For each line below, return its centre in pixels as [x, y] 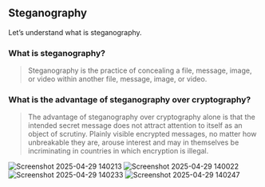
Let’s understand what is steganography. [75, 32]
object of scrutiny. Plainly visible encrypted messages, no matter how [142, 134]
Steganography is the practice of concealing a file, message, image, [140, 70]
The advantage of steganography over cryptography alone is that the [141, 117]
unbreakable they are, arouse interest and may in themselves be [133, 142]
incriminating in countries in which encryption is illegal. [118, 151]
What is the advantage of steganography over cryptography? [130, 100]
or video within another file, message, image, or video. [117, 79]
